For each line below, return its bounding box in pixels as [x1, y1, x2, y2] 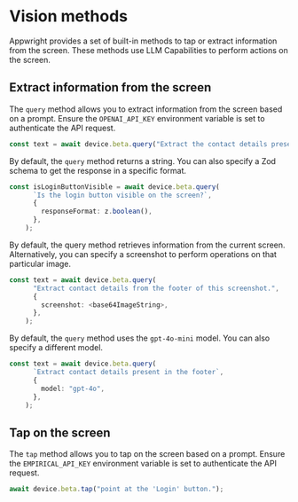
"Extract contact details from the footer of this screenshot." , [32, 284, 279, 293]
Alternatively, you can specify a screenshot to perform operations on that [9, 248, 278, 259]
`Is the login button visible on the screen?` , [32, 191, 213, 200]
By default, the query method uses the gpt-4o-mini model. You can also [9, 333, 271, 343]
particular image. [9, 258, 72, 269]
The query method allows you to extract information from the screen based [9, 104, 283, 114]
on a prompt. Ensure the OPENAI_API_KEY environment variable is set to [9, 113, 265, 123]
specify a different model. [9, 342, 104, 353]
